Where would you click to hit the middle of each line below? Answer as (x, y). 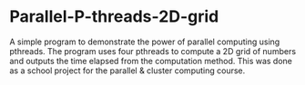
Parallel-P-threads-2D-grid (114, 17)
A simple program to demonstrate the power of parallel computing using (145, 42)
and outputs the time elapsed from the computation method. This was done (151, 61)
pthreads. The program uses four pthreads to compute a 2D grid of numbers (153, 51)
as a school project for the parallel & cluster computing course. (127, 71)
